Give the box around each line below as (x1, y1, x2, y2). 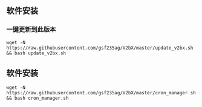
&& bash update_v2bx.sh (6, 50, 67, 56)
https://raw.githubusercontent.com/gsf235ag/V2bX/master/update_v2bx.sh (6, 45, 194, 51)
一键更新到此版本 (6, 25, 56, 34)
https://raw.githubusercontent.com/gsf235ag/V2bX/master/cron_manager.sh (6, 89, 197, 96)
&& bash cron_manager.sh (6, 95, 69, 101)
